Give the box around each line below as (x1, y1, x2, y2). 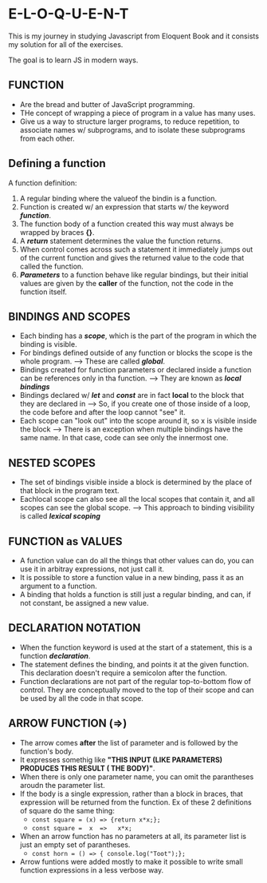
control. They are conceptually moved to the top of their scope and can (19, 685, 254, 694)
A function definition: (8, 177, 77, 188)
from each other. (19, 133, 75, 143)
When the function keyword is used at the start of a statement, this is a (19, 642, 253, 652)
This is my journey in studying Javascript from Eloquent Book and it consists (8, 31, 259, 41)
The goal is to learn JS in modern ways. (8, 55, 139, 65)
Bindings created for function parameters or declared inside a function (19, 365, 252, 375)
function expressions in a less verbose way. (19, 865, 164, 875)
